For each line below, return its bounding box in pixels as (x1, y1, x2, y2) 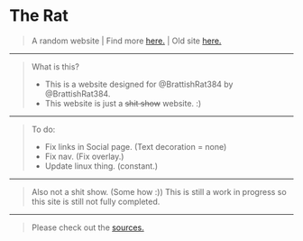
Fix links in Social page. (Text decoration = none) (44, 141, 227, 152)
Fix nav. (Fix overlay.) (44, 151, 124, 162)
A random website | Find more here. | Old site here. (31, 35, 222, 46)
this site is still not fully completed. (31, 196, 161, 207)
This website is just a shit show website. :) (44, 97, 202, 108)
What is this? (31, 60, 79, 72)
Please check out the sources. (31, 222, 144, 233)
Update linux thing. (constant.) (44, 160, 159, 171)
